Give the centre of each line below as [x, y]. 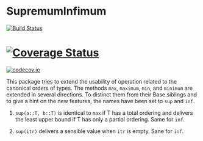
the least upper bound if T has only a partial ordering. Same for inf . [100, 119]
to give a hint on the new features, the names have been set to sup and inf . [101, 101]
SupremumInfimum [56, 11]
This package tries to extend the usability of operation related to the [92, 81]
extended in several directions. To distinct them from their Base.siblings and [101, 94]
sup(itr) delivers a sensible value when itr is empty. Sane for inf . [99, 131]
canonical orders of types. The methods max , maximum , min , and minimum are [100, 88]
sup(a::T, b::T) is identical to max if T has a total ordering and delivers [104, 113]
